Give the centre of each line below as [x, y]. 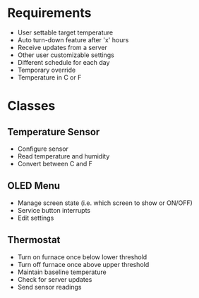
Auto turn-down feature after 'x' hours [73, 39]
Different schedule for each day [64, 62]
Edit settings [36, 218]
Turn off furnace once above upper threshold [83, 264]
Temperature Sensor [54, 132]
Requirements [49, 13]
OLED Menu [34, 186]
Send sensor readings [49, 287]
